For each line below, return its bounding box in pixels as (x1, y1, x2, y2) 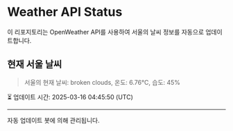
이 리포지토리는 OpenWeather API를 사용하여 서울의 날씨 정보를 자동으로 (7, 28, 205, 36)
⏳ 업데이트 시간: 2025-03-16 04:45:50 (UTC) (7, 92, 134, 101)
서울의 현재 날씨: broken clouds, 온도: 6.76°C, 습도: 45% (24, 78, 181, 86)
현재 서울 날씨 (7, 59, 62, 70)
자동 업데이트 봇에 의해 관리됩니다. (7, 116, 100, 124)
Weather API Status (7, 4, 123, 20)
